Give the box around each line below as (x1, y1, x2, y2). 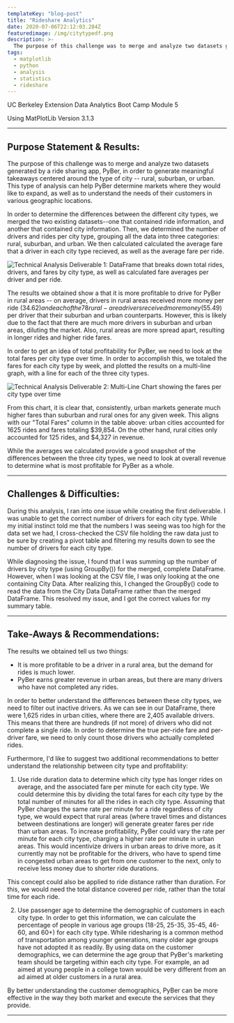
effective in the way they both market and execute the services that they (7, 993, 215, 1001)
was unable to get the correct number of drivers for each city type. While (7, 514, 217, 522)
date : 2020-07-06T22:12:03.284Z (7, 23, 101, 30)
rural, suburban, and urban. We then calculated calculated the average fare (7, 240, 223, 248)
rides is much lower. (17, 667, 75, 676)
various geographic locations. (7, 197, 93, 205)
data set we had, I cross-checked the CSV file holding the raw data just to (7, 529, 219, 537)
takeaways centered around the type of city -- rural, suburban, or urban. (7, 174, 216, 183)
